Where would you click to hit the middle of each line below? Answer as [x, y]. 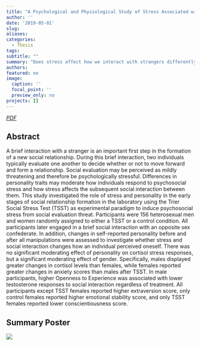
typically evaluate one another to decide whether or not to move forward [96, 164]
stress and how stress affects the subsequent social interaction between [96, 189]
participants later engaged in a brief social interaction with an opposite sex [98, 227]
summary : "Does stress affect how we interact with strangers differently [101, 62]
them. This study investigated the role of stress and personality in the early [98, 196]
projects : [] [22, 101]
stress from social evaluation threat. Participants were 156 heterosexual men [100, 215]
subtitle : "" [22, 56]
